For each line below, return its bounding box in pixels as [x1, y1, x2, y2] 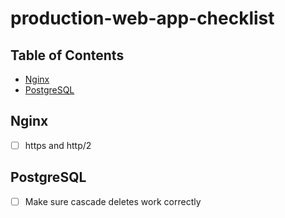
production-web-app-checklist [10, 7, 275, 30]
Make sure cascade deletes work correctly [24, 195, 202, 207]
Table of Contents [10, 47, 125, 64]
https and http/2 [24, 139, 92, 151]
